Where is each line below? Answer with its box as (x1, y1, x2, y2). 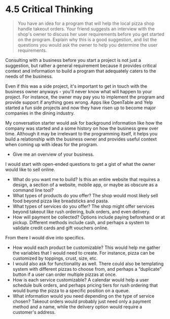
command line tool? (12, 187, 54, 193)
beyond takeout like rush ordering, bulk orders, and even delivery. (12, 208, 151, 215)
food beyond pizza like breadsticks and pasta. (12, 198, 109, 204)
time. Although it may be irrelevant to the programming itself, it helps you (5, 130, 158, 136)
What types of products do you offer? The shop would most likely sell (12, 192, 158, 198)
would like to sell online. (5, 166, 55, 172)
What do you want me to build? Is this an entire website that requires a (12, 176, 160, 182)
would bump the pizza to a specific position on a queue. (12, 288, 130, 294)
